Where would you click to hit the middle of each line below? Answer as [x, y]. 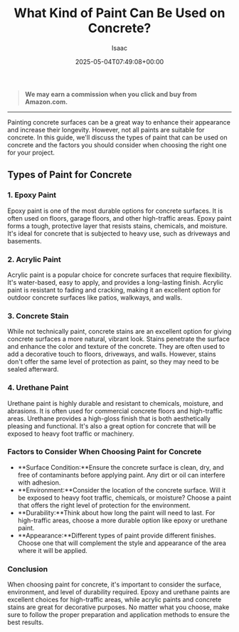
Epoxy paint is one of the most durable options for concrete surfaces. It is [115, 211]
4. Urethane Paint [38, 388]
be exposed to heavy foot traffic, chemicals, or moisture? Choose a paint [124, 497]
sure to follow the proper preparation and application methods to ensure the [118, 615]
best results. [26, 622]
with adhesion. [39, 483]
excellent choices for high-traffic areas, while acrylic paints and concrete [115, 600]
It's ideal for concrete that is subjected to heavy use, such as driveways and [119, 233]
